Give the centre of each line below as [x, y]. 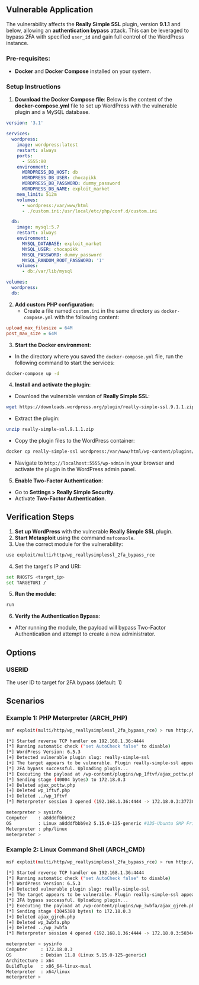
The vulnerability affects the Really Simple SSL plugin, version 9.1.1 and [93, 24]
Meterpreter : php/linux [37, 829]
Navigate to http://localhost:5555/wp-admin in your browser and [94, 463]
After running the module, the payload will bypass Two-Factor [90, 628]
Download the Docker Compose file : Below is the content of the [94, 100]
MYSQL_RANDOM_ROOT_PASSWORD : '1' [63, 260]
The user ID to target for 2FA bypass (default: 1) [64, 682]
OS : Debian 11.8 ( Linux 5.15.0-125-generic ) [76, 955]
